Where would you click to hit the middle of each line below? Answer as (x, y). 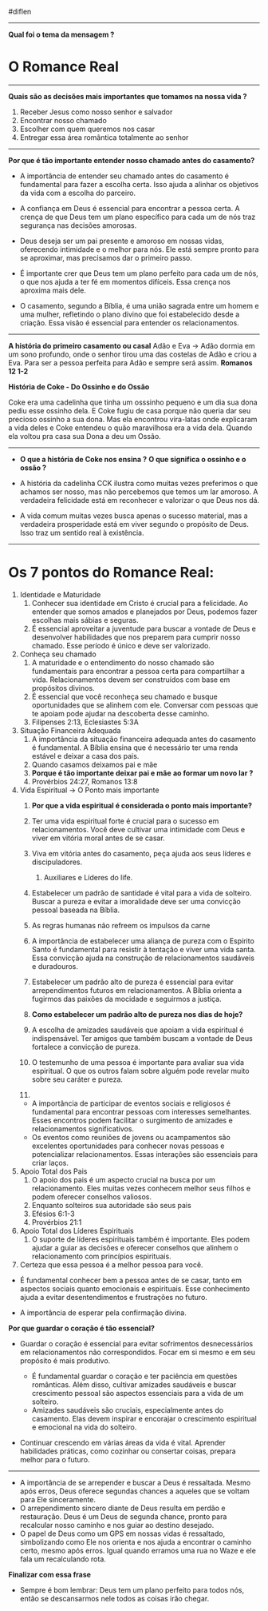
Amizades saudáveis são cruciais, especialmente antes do (128, 1410)
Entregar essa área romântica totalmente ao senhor (104, 137)
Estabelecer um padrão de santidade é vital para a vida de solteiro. (142, 893)
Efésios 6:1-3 (53, 1214)
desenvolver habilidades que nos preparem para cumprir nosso (136, 637)
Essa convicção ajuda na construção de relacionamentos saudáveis (143, 958)
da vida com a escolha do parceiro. (78, 193)
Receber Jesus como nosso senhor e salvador (96, 112)
